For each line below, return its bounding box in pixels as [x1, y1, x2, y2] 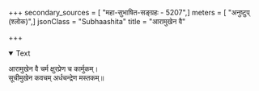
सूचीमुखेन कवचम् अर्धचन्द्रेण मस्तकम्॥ [8, 73, 104, 82]
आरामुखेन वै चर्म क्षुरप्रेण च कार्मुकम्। [8, 64, 99, 73]
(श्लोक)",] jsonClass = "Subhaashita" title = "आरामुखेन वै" [8, 17, 186, 26]
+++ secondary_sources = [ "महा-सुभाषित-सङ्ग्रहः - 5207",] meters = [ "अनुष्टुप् [8, 8, 250, 17]
